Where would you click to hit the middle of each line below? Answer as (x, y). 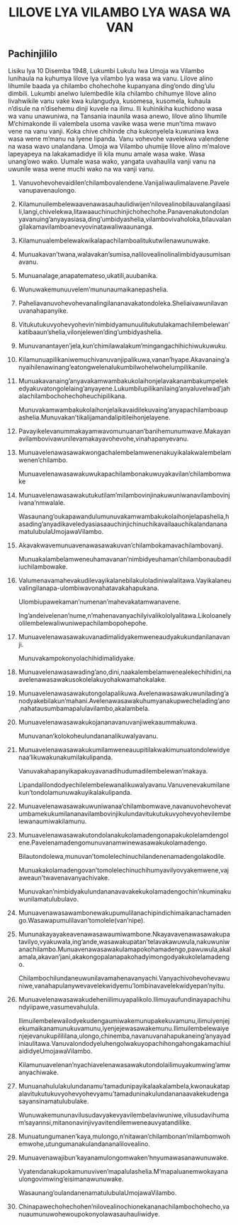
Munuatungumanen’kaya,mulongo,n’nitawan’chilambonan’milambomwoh (124, 1136)
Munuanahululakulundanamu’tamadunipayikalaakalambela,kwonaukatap (124, 1086)
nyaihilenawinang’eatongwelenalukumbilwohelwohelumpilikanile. (113, 367)
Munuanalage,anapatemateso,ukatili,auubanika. (88, 276)
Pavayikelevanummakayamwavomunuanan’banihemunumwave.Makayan (124, 431)
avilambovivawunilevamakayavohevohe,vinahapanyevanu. (103, 439)
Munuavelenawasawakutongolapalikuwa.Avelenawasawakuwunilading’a (124, 693)
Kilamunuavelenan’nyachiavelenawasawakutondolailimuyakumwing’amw (124, 1065)
